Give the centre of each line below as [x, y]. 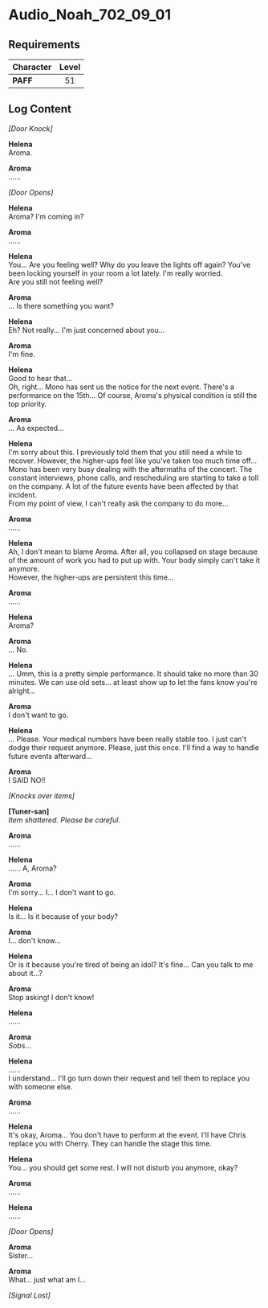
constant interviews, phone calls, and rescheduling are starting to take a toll [134, 478]
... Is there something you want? [61, 305]
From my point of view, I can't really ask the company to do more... [118, 503]
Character [32, 67]
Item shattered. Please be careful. [65, 820]
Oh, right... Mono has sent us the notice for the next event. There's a [122, 387]
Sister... [21, 1255]
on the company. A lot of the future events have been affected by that [124, 486]
